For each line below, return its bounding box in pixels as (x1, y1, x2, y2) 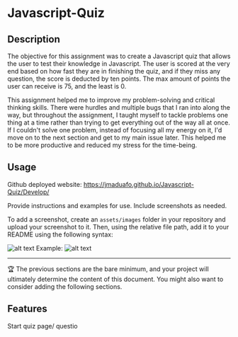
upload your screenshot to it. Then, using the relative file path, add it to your (7, 222, 229, 231)
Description (7, 33, 60, 45)
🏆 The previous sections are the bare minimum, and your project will (7, 264, 209, 273)
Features (7, 303, 47, 315)
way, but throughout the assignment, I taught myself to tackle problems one (7, 111, 229, 119)
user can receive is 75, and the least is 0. (7, 82, 127, 90)
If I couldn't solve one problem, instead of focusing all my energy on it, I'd (7, 126, 222, 134)
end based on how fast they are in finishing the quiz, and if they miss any (7, 67, 221, 75)
